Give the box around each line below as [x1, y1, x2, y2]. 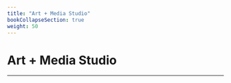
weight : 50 [7, 23, 38, 29]
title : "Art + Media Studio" [7, 10, 91, 17]
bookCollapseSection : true [7, 16, 85, 23]
